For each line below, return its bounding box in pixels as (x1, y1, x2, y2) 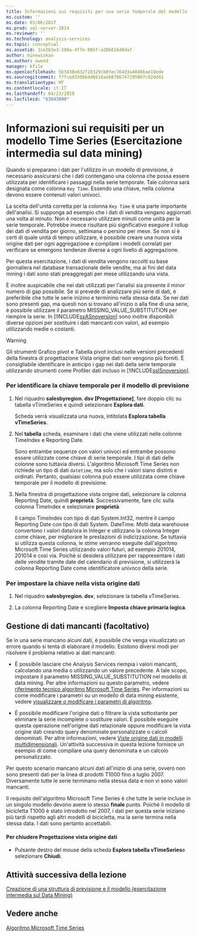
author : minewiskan (6, 52, 54, 58)
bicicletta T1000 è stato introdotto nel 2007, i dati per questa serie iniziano (6, 807, 185, 814)
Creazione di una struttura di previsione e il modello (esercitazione (6, 885, 167, 892)
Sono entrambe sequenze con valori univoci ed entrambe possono (14, 448, 176, 455)
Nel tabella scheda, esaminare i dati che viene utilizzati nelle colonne (14, 430, 182, 437)
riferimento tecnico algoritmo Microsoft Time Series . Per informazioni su (14, 685, 189, 692)
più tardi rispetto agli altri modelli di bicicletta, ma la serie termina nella (6, 813, 176, 820)
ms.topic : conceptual (6, 42, 59, 48)
